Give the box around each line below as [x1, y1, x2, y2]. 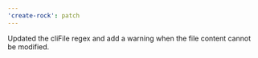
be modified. [7, 41, 50, 52]
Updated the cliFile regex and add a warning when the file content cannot [7, 33, 251, 43]
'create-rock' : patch [7, 11, 80, 20]
